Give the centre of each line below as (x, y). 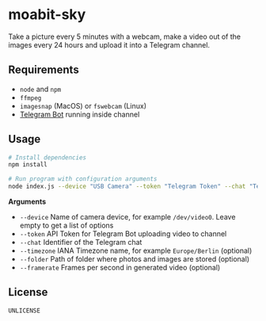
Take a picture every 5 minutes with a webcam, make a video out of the (125, 36)
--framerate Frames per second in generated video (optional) (120, 268)
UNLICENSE (25, 311)
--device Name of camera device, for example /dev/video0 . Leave (127, 217)
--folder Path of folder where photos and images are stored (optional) (135, 259)
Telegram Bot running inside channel (80, 114)
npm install (28, 165)
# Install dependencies (47, 157)
